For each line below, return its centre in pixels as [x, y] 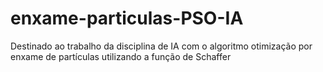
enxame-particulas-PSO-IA [127, 18]
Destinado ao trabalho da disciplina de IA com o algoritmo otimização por [161, 46]
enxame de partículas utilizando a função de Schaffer [121, 56]
